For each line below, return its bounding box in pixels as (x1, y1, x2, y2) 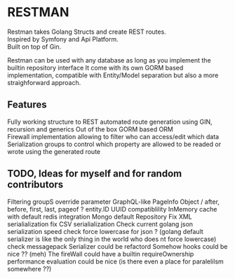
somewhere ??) (7, 264, 52, 273)
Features (7, 99, 47, 111)
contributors (7, 179, 64, 190)
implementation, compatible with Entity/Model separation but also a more (7, 71, 219, 79)
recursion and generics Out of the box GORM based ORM (7, 124, 174, 134)
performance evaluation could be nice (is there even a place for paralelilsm (7, 257, 224, 266)
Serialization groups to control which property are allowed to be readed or (7, 140, 222, 148)
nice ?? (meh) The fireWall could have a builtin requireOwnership (7, 249, 194, 258)
